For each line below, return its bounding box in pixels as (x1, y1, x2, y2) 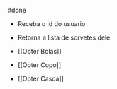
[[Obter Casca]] (17, 74, 64, 83)
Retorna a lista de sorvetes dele (17, 33, 111, 42)
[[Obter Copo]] (17, 61, 62, 69)
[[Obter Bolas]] (17, 47, 62, 55)
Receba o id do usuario (17, 20, 86, 28)
